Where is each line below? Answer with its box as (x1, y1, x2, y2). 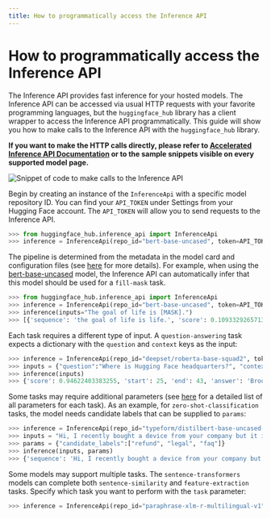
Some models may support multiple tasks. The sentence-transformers (8, 469, 240, 478)
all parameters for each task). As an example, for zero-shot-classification (8, 400, 260, 410)
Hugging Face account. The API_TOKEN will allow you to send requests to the (8, 206, 261, 215)
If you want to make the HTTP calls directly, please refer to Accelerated (8, 140, 252, 150)
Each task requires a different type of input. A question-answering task (8, 330, 243, 340)
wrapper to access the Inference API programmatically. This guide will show (8, 116, 261, 126)
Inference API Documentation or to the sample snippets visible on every (8, 148, 254, 158)
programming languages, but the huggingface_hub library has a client (8, 107, 236, 117)
